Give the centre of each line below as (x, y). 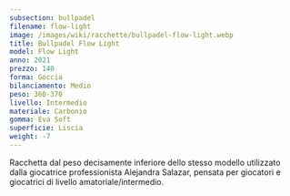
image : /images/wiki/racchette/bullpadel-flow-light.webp (121, 35)
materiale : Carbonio (49, 111)
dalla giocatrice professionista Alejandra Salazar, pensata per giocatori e (145, 172)
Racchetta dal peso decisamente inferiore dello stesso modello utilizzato (145, 162)
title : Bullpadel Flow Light (65, 43)
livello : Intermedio (49, 103)
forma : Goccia (36, 77)
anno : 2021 (30, 60)
